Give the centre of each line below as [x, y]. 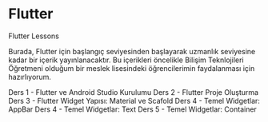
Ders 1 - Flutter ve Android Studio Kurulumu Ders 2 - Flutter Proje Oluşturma [133, 92]
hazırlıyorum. [30, 77]
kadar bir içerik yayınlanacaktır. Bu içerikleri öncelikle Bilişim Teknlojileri [126, 60]
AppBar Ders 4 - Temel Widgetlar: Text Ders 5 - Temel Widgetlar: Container [133, 109]
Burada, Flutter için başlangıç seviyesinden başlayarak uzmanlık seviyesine [132, 51]
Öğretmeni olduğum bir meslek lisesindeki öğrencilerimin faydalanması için [132, 68]
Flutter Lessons [34, 36]
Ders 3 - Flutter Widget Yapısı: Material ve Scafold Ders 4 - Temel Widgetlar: [134, 100]
